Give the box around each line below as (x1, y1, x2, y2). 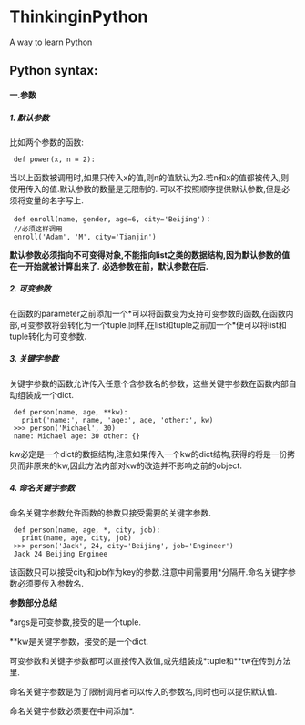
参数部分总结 (9, 597, 57, 608)
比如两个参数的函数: (9, 137, 85, 148)
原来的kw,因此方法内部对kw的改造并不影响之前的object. (33, 460, 243, 471)
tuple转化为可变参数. (9, 331, 87, 342)
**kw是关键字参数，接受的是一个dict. (9, 636, 148, 647)
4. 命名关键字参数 (9, 483, 76, 494)
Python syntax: (9, 63, 98, 78)
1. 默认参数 (9, 112, 50, 123)
